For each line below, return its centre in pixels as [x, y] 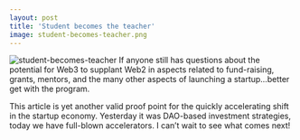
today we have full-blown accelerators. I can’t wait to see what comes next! [150, 126]
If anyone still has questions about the [189, 61]
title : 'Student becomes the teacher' [82, 26]
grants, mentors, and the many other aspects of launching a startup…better [150, 79]
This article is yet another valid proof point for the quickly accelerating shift [149, 107]
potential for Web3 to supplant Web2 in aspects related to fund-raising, [142, 70]
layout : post [34, 18]
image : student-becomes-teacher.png [78, 34]
